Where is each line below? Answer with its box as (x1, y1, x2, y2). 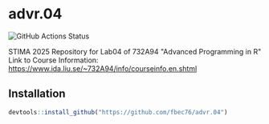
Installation (8, 87, 66, 101)
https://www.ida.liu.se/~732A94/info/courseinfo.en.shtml (8, 63, 198, 73)
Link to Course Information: (8, 55, 99, 65)
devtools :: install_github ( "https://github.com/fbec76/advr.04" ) (8, 108, 228, 116)
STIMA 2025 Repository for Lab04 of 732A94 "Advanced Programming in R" (8, 46, 262, 56)
